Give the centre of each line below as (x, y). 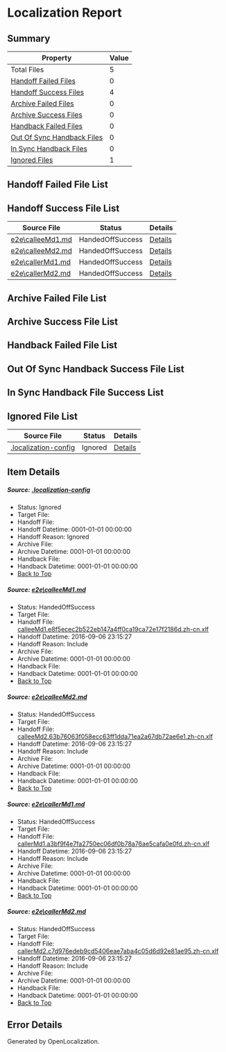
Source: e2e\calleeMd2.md (47, 697)
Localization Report (65, 13)
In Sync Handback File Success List (86, 393)
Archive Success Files (47, 115)
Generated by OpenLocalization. (53, 1042)
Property (56, 58)
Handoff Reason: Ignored (53, 537)
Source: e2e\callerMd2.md (47, 911)
